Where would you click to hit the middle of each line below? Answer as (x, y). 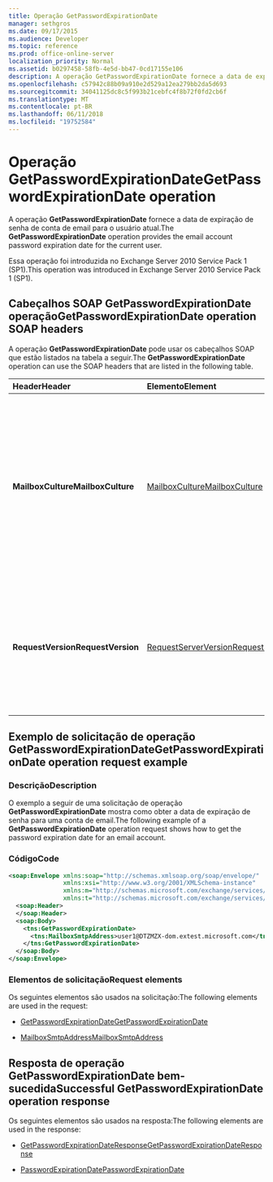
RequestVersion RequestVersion (76, 647)
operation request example (118, 763)
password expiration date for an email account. (87, 838)
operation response (59, 1101)
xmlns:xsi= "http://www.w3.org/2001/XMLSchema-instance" (159, 883)
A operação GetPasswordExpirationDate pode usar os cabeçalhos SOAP (132, 349)
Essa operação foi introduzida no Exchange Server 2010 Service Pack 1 (128, 260)
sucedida (32, 1088)
